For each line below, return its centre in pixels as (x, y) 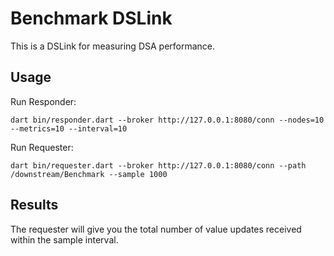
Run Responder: (43, 101)
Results (34, 205)
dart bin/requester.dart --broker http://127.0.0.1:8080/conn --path (158, 165)
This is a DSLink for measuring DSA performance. (113, 46)
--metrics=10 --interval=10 (69, 128)
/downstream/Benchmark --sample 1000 (89, 174)
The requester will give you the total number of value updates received (156, 229)
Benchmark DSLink (91, 18)
